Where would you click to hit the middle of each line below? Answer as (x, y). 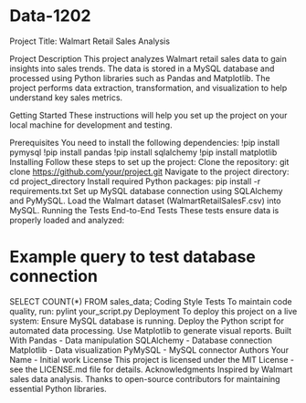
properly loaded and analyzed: (67, 220)
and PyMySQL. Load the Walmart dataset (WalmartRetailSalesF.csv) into (145, 201)
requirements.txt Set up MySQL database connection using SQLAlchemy (146, 191)
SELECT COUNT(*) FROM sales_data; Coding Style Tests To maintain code (151, 301)
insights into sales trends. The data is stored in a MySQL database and (142, 68)
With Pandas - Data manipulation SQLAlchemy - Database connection (141, 340)
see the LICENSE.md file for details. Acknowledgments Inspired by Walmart (151, 369)
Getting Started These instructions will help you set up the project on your (148, 115)
